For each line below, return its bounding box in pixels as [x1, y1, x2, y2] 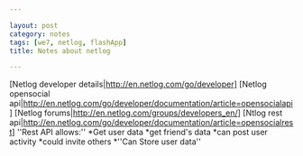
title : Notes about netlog [9, 46, 111, 55]
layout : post [9, 21, 59, 30]
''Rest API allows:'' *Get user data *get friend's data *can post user [16, 127, 269, 138]
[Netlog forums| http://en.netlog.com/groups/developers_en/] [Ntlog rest [14, 107, 283, 118]
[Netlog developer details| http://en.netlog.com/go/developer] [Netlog [9, 78, 268, 90]
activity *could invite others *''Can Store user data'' [9, 136, 201, 147]
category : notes [9, 29, 70, 39]
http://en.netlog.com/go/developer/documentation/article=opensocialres [23, 117, 294, 128]
